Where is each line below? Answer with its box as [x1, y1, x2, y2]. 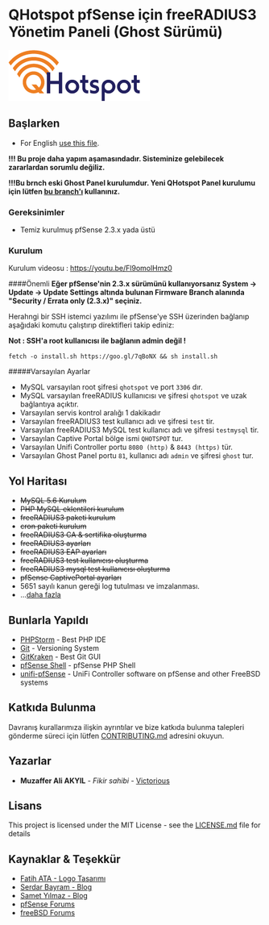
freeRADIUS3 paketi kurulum [19, 513, 116, 523]
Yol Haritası [8, 474, 68, 488]
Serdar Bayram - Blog [19, 882, 93, 892]
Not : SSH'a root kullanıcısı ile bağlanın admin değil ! [8, 336, 187, 346]
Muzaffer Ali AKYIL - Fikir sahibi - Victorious [19, 776, 171, 785]
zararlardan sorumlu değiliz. [8, 162, 106, 172]
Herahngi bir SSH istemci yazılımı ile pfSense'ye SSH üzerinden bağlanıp [8, 312, 250, 322]
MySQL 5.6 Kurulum [19, 496, 87, 506]
